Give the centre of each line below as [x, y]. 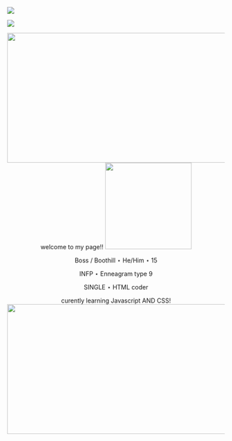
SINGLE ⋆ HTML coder [116, 287]
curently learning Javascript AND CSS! [116, 300]
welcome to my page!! [72, 247]
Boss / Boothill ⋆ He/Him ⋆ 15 [116, 260]
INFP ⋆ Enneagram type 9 [116, 274]
